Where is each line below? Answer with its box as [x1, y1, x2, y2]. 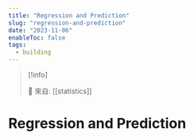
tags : [8, 41, 26, 49]
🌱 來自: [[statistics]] [27, 86, 92, 96]
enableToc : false [8, 33, 66, 42]
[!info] [27, 70, 48, 79]
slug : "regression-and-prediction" [8, 19, 126, 27]
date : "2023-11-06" [8, 26, 73, 34]
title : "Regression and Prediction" [8, 11, 130, 20]
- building [15, 48, 52, 56]
